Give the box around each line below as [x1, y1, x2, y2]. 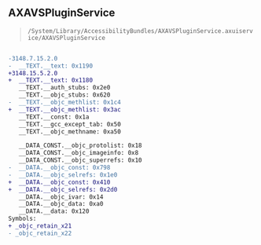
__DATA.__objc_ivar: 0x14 [18, 192, 104, 201]
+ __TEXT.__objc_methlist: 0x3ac [8, 105, 122, 113]
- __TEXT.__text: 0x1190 [8, 62, 93, 70]
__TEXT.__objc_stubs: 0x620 [18, 91, 111, 99]
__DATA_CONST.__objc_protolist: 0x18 [18, 141, 143, 150]
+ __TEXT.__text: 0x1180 [8, 76, 93, 85]
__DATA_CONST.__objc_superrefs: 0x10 [18, 156, 143, 164]
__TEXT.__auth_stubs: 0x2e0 [18, 84, 111, 92]
